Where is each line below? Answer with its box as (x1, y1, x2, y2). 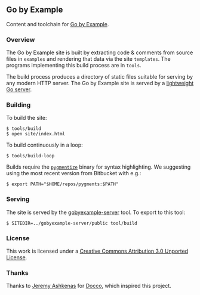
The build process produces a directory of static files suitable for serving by (6, 73, 193, 80)
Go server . (6, 86, 32, 93)
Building (6, 101, 31, 109)
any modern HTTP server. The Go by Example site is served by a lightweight (6, 80, 194, 87)
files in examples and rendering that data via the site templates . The (6, 55, 171, 63)
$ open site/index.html (6, 131, 66, 137)
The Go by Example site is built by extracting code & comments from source (6, 49, 193, 56)
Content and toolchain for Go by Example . (6, 20, 109, 27)
